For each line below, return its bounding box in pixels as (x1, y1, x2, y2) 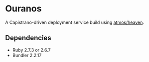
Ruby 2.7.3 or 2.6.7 (12, 47, 51, 53)
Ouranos (5, 3, 42, 14)
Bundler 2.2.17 (12, 52, 42, 58)
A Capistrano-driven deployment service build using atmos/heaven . (5, 19, 145, 25)
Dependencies (5, 34, 51, 42)
